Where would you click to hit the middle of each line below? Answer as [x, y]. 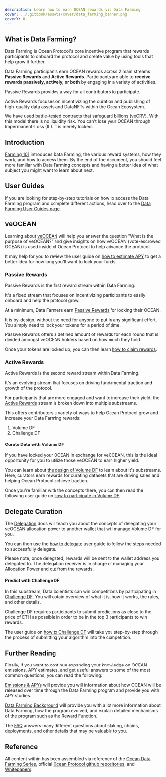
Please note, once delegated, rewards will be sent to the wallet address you [82, 558]
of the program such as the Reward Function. [51, 716]
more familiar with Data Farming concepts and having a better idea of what [82, 165]
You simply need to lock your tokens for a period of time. [63, 325]
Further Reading [31, 653]
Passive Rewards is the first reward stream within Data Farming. [70, 285]
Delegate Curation [34, 511]
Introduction [25, 142]
